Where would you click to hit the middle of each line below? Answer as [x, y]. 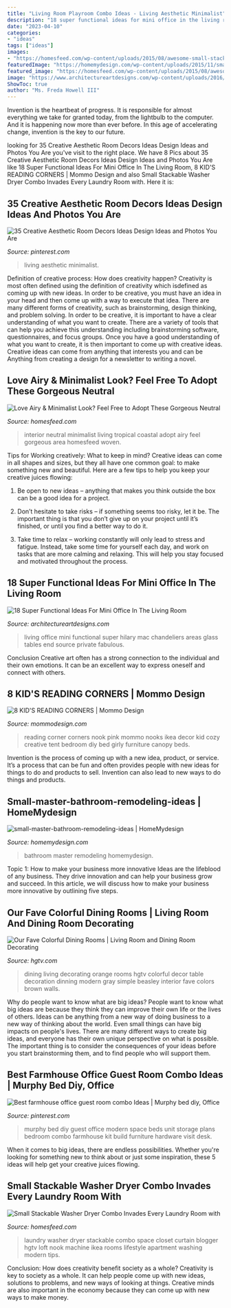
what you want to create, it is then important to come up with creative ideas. [115, 344]
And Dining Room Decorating [70, 923]
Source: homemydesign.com [48, 842]
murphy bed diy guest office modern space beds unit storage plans [119, 1129]
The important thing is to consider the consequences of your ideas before [112, 1046]
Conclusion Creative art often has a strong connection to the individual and [113, 657]
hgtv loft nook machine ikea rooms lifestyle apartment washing [113, 1247]
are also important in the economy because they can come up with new [109, 1290]
